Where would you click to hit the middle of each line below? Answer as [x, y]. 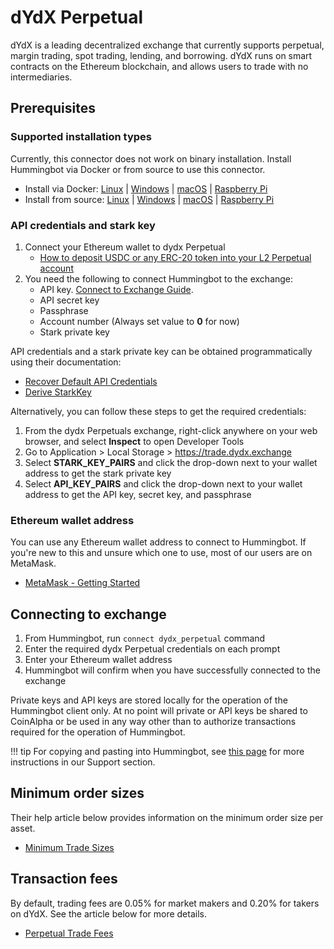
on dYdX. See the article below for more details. [108, 913]
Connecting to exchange [88, 614]
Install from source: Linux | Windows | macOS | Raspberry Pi [149, 199]
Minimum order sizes [77, 793]
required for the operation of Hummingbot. [98, 732]
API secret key [69, 300]
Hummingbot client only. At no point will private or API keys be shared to [159, 711]
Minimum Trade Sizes [69, 847]
